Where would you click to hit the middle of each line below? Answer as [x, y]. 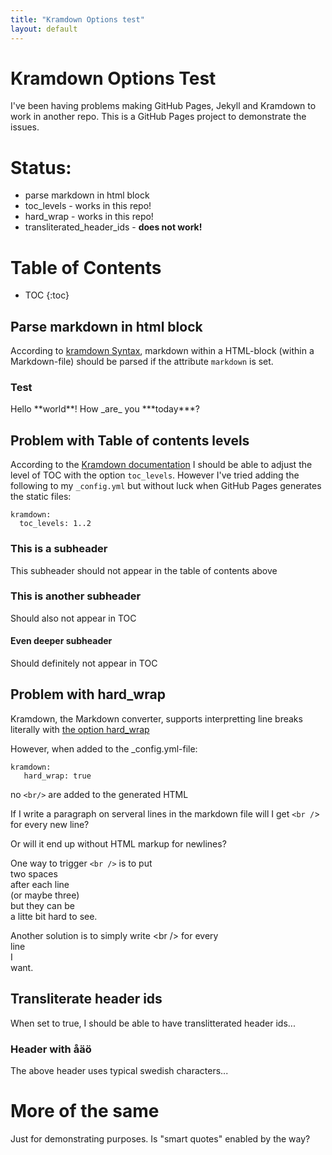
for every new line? [50, 824]
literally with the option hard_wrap [80, 729]
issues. [25, 127]
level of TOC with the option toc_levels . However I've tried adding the [155, 475]
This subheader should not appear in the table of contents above [144, 570]
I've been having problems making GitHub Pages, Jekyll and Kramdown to [163, 106]
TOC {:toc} [47, 295]
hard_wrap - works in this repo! [89, 217]
